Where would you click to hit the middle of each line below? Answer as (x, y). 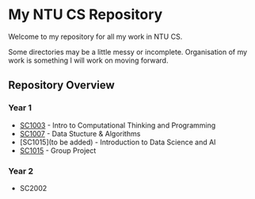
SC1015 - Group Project (58, 150)
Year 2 (21, 170)
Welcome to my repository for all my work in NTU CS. (95, 36)
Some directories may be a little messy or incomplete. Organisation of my (128, 52)
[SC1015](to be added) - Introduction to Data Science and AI (118, 142)
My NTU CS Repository (86, 15)
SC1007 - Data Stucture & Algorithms (80, 133)
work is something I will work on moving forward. (88, 60)
